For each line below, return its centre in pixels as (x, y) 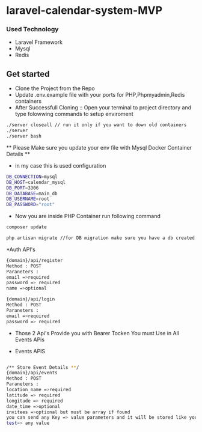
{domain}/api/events (32, 373)
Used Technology (32, 29)
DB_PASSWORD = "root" (31, 205)
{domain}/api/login (31, 299)
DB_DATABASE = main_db (32, 193)
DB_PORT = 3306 (23, 188)
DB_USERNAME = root (28, 199)
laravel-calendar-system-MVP (84, 11)
